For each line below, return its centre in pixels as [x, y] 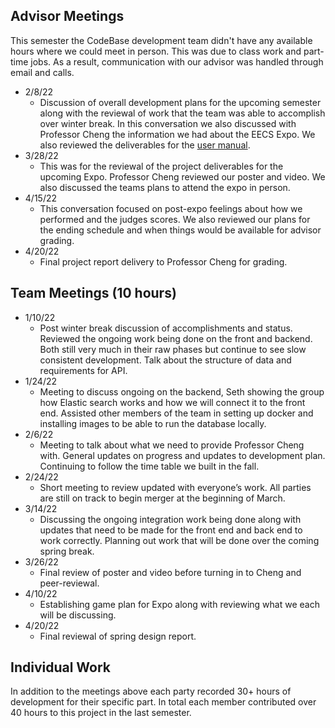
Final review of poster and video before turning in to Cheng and [170, 572]
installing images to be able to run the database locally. [153, 423]
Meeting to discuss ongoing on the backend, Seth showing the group [182, 391]
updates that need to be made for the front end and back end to [171, 530]
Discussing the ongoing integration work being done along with [170, 519]
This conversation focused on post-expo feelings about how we [171, 208]
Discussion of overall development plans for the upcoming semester [180, 102]
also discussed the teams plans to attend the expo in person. [165, 187]
